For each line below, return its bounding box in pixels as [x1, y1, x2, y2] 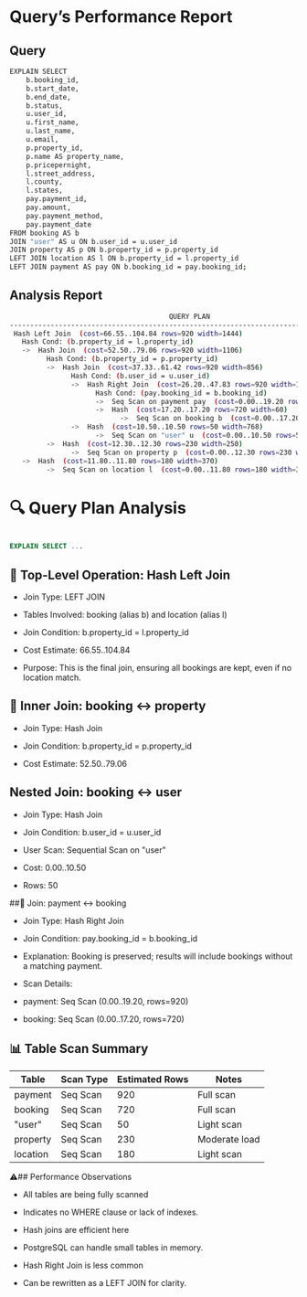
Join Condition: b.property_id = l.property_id [22, 627, 189, 638]
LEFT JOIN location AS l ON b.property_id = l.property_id [9, 254, 239, 263]
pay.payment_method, [26, 211, 104, 220]
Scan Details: [22, 978, 73, 989]
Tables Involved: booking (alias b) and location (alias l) [22, 610, 228, 621]
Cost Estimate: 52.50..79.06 [22, 758, 128, 769]
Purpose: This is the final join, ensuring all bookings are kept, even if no [22, 663, 292, 674]
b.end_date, [26, 92, 71, 101]
